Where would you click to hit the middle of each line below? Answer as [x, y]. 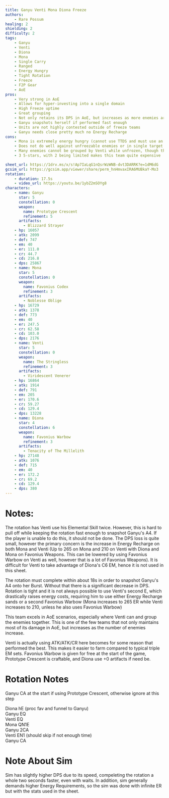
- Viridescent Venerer [47, 376]
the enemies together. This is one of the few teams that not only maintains [82, 622]
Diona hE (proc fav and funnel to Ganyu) [47, 708]
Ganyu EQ [16, 714]
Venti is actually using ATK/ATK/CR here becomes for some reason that [79, 642]
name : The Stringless [46, 362]
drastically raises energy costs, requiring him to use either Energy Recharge [84, 596]
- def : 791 [26, 390]
